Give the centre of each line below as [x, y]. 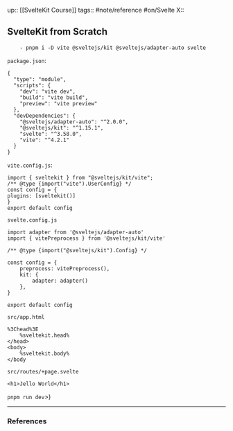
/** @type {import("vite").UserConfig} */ [69, 184]
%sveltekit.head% [45, 335]
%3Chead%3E [23, 329]
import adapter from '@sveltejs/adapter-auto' [76, 232]
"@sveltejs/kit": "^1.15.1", [62, 127]
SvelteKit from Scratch [57, 32]
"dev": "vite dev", [48, 91]
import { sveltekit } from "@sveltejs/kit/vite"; [80, 177]
